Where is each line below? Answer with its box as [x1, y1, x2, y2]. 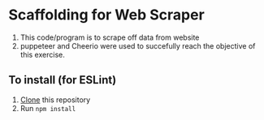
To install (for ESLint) [8, 73, 117, 87]
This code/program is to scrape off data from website [19, 32, 200, 42]
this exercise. [19, 49, 65, 59]
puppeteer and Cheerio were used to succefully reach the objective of [19, 41, 256, 50]
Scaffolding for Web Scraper [8, 6, 205, 24]
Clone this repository [19, 95, 91, 105]
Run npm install [19, 103, 76, 113]
